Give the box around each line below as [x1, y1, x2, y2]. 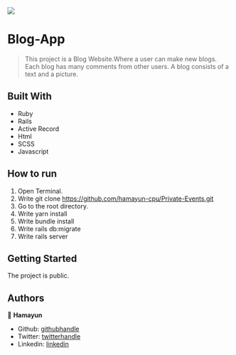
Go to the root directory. [17, 201, 89, 210]
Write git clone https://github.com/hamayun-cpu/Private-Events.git [17, 194, 214, 203]
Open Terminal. [17, 186, 63, 195]
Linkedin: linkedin [17, 340, 69, 349]
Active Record [17, 124, 60, 133]
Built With [7, 90, 52, 102]
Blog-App [7, 31, 65, 48]
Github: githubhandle [17, 324, 80, 334]
